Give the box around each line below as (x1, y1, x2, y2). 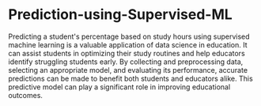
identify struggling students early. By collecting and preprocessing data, (8, 57, 244, 66)
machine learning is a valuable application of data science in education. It (8, 40, 248, 49)
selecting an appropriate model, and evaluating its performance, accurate (8, 65, 248, 74)
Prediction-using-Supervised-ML (8, 6, 233, 24)
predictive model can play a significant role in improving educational (8, 81, 231, 92)
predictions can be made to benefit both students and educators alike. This (8, 74, 253, 83)
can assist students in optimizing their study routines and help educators (8, 48, 245, 58)
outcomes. (8, 90, 43, 100)
